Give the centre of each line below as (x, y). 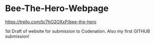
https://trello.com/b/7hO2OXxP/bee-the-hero (51, 22)
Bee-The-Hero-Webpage (57, 8)
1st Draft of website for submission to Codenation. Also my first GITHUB (78, 31)
